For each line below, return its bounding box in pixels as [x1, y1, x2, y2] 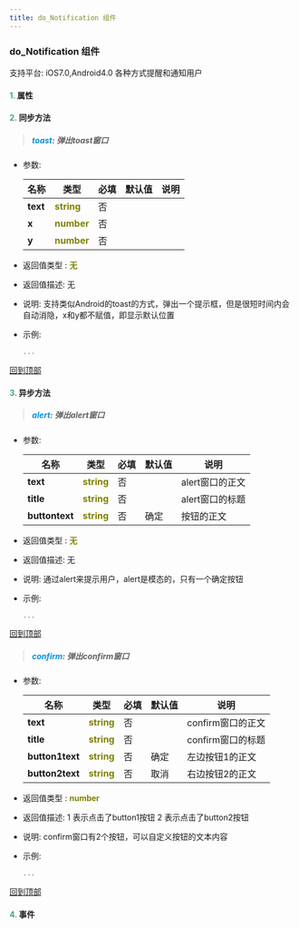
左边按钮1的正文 [187, 751, 256, 764]
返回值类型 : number [22, 793, 100, 804]
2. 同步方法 [9, 113, 52, 123]
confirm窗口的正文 [187, 716, 265, 729]
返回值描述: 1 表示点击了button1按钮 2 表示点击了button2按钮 [22, 812, 249, 823]
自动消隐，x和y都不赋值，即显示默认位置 [22, 310, 175, 321]
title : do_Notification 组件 [9, 13, 117, 23]
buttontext [26, 509, 74, 522]
